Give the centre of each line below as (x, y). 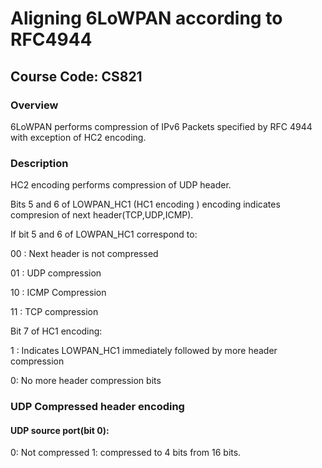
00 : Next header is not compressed (84, 254)
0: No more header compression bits (86, 381)
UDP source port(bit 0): (60, 430)
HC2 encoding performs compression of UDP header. (121, 185)
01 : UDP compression (56, 273)
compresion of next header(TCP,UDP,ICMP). (102, 215)
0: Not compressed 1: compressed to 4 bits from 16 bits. (126, 453)
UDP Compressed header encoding (97, 407)
